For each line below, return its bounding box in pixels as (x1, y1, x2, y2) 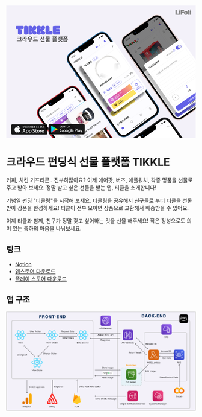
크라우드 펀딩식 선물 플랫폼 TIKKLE (6, 156, 170, 169)
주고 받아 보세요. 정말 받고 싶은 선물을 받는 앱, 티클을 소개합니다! (6, 184, 157, 191)
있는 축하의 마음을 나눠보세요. (12, 225, 82, 232)
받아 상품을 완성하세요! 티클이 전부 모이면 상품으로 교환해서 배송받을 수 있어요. (6, 205, 189, 212)
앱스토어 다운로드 (14, 268, 56, 275)
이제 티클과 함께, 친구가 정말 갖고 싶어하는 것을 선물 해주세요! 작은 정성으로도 (6, 217, 186, 224)
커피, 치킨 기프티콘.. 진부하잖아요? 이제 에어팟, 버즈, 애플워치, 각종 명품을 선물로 (6, 177, 193, 184)
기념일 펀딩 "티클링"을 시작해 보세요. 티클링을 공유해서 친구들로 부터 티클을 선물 (6, 197, 192, 204)
